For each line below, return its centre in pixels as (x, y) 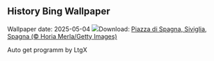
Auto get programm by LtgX (47, 50)
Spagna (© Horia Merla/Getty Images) (62, 36)
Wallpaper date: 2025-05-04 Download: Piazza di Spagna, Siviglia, (107, 29)
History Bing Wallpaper (59, 11)
